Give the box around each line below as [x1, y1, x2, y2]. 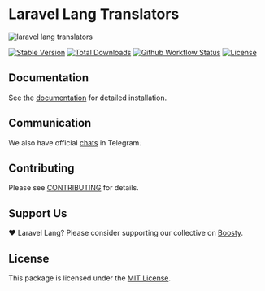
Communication [8, 116, 92, 130]
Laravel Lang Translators [8, 5, 180, 24]
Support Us [8, 206, 67, 220]
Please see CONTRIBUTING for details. [8, 183, 140, 193]
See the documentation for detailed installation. [8, 93, 167, 102]
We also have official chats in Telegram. [8, 137, 142, 147]
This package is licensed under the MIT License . [8, 273, 171, 283]
